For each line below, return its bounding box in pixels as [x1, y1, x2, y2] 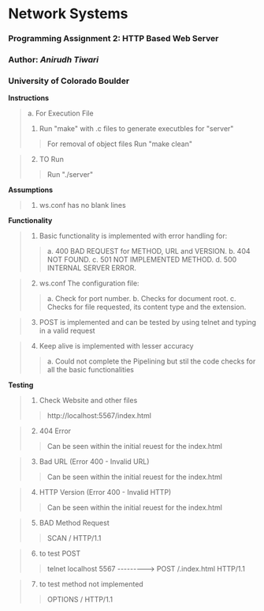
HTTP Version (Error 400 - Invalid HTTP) [39, 488, 172, 497]
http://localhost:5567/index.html [46, 411, 152, 421]
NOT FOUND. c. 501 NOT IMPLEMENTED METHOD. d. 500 [46, 255, 237, 265]
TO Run [39, 155, 65, 164]
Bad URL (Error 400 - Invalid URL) [39, 457, 150, 466]
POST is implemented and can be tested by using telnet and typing [39, 318, 257, 327]
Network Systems [8, 5, 128, 23]
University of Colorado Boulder [8, 75, 130, 86]
